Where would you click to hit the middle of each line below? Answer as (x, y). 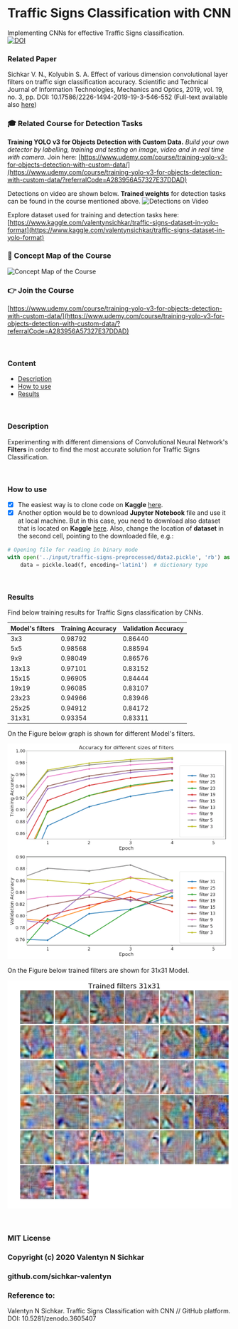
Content (22, 363)
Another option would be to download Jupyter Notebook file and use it (121, 513)
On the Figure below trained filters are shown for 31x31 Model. (98, 970)
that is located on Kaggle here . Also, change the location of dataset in (120, 528)
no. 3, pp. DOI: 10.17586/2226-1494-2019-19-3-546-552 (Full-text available (118, 97)
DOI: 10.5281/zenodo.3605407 (52, 1318)
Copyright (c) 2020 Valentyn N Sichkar (76, 1257)
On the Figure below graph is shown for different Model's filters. (101, 734)
